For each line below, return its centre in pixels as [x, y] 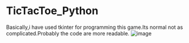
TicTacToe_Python [52, 11]
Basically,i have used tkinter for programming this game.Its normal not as [95, 27]
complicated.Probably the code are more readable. [68, 33]
